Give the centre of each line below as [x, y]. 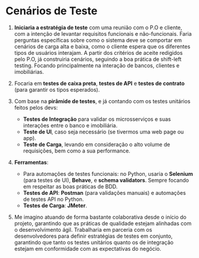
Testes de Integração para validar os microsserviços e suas [97, 119]
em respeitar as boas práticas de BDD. [70, 186]
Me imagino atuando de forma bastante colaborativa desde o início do [100, 217]
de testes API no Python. [53, 199]
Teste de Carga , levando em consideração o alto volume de [97, 144]
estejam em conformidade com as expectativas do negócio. [88, 248]
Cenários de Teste [52, 11]
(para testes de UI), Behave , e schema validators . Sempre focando [106, 180]
